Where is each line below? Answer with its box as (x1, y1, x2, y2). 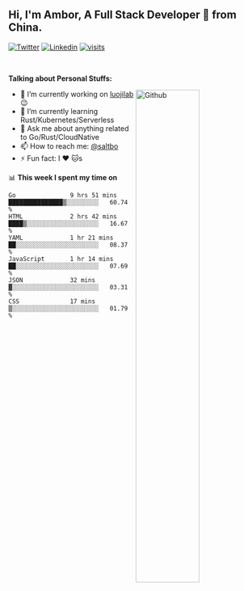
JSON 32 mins (8, 276, 95, 284)
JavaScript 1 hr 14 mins (8, 255, 114, 263)
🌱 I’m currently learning (19, 106, 99, 116)
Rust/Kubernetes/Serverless (19, 115, 115, 125)
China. (8, 21, 43, 35)
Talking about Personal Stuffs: (8, 74, 112, 83)
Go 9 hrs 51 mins (8, 191, 117, 199)
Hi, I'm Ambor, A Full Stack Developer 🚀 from (8, 8, 237, 22)
